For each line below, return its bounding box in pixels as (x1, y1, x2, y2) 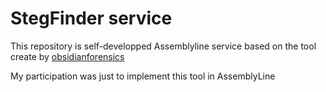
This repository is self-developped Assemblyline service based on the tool (10, 40, 317, 52)
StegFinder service (10, 7, 173, 30)
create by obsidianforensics (10, 50, 125, 62)
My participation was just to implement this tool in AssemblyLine (10, 70, 276, 82)
